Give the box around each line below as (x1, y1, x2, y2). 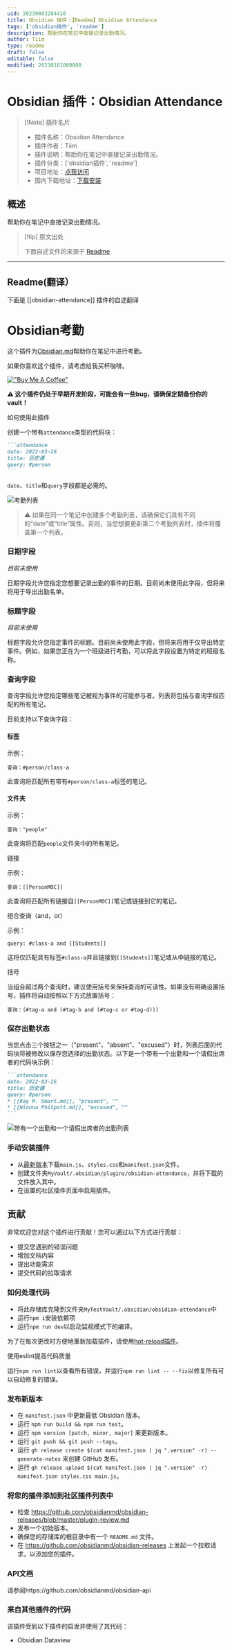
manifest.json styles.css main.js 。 (17, 1471, 123, 1480)
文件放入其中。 (17, 1177, 60, 1186)
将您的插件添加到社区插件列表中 (7, 1491, 114, 1500)
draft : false (7, 49, 45, 56)
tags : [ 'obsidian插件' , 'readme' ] (7, 23, 105, 30)
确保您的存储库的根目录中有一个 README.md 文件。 (17, 1533, 158, 1541)
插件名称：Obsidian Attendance (34, 132, 125, 141)
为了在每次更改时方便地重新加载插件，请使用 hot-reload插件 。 (7, 1337, 182, 1345)
